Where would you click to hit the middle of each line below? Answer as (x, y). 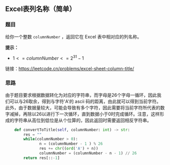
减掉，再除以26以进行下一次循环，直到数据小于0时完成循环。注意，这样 (85, 114)
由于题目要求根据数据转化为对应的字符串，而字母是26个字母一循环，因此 (81, 95)
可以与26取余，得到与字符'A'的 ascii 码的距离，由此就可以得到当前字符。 (85, 101)
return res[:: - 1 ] (41, 158)
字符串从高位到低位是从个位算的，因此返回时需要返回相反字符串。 (83, 120)
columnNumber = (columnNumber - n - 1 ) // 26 (88, 153)
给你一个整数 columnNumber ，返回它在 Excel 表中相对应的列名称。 (73, 36)
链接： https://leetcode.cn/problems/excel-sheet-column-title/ (70, 69)
